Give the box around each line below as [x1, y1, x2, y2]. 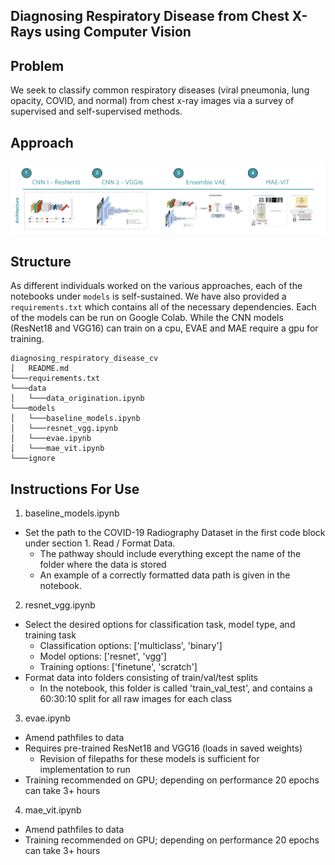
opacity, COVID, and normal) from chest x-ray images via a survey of [10, 95, 295, 107]
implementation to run [39, 763, 131, 775]
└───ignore [10, 454, 56, 464]
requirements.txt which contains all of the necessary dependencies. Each [10, 301, 317, 313]
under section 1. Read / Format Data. [24, 537, 176, 549]
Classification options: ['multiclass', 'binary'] [39, 639, 223, 651]
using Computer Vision [44, 24, 192, 41]
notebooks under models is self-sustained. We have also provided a [10, 290, 287, 303]
